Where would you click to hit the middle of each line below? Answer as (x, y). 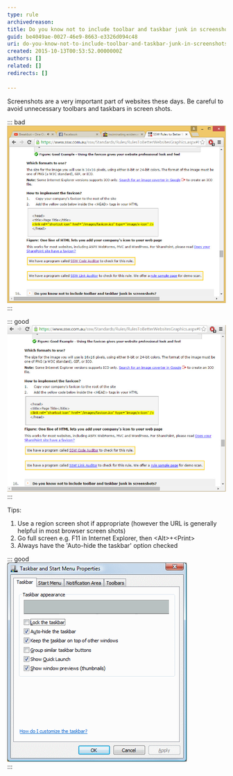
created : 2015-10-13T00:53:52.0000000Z (65, 51)
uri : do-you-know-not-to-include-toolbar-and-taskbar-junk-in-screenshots (118, 44)
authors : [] (24, 59)
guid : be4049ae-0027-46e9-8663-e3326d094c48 (72, 37)
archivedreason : (31, 22)
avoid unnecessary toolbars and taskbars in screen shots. (90, 108)
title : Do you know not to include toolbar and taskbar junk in (102, 29)
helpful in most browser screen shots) (71, 531)
